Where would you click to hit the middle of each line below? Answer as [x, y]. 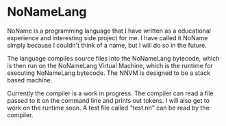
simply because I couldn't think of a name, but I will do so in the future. [107, 45]
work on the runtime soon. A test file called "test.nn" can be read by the [109, 108]
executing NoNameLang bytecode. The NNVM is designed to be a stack [109, 73]
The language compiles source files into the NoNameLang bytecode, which [113, 58]
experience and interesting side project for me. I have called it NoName [108, 37]
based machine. [30, 80]
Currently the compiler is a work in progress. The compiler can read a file [110, 93]
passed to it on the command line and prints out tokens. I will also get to [109, 100]
